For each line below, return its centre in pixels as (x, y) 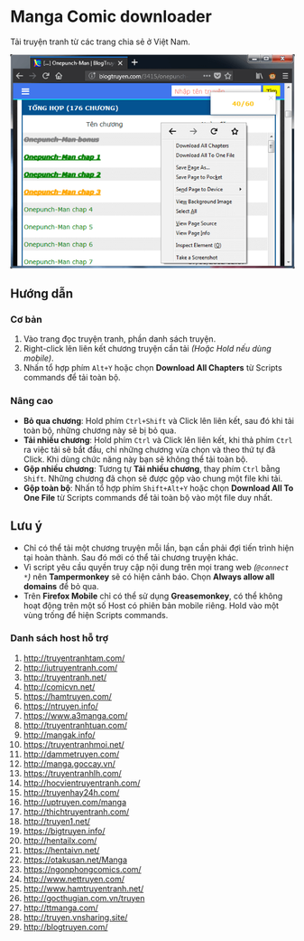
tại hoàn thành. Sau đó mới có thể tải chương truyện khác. (131, 557)
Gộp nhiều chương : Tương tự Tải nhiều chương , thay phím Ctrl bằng (152, 468)
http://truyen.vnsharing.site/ (75, 917)
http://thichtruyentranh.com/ (76, 812)
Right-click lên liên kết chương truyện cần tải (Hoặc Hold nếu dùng (147, 349)
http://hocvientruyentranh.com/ (82, 783)
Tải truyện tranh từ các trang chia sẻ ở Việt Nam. (100, 42)
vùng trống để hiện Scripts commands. (96, 615)
